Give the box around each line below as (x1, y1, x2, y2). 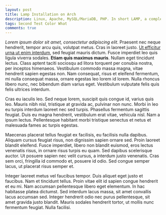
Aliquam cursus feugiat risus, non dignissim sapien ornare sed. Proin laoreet (5, 137, 161, 143)
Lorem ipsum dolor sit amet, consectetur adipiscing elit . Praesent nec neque (5, 39, 161, 45)
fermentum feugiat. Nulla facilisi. (5, 205, 71, 211)
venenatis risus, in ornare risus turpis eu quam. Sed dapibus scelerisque (5, 148, 152, 154)
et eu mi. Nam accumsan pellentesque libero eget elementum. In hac (5, 183, 145, 189)
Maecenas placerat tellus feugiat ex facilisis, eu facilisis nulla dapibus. (5, 132, 148, 138)
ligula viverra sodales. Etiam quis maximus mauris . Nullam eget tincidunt (5, 55, 155, 61)
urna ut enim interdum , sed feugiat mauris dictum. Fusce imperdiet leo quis (5, 50, 158, 56)
